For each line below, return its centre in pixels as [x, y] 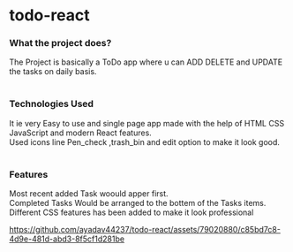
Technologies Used [52, 104]
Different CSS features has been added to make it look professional [131, 212]
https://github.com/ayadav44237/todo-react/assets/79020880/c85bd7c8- [145, 230]
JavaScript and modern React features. [80, 133]
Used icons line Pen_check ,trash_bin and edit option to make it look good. [145, 141]
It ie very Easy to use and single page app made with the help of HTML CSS [147, 123]
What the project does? [60, 43]
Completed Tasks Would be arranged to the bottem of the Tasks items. [138, 203]
